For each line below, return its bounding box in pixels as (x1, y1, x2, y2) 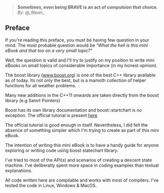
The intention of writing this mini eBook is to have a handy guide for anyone (5, 142, 159, 148)
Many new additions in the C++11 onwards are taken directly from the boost (5, 92, 159, 98)
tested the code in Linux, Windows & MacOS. (5, 182, 97, 188)
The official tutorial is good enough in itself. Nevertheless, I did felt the (5, 122, 148, 128)
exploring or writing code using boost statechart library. (5, 147, 119, 153)
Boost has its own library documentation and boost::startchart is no (5, 107, 142, 113)
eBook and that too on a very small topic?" (5, 47, 92, 54)
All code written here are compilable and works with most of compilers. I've (5, 177, 159, 183)
